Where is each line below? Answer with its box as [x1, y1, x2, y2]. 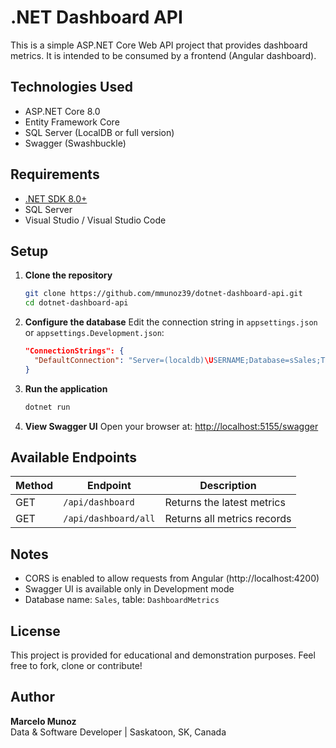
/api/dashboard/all [63, 513, 156, 525]
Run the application [24, 382, 108, 395]
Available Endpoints [10, 449, 138, 466]
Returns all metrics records [164, 512, 292, 526]
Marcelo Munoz [10, 715, 77, 727]
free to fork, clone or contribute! [10, 660, 143, 672]
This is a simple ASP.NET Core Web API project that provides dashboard [10, 39, 308, 51]
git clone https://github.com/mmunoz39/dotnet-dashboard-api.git [24, 289, 303, 299]
